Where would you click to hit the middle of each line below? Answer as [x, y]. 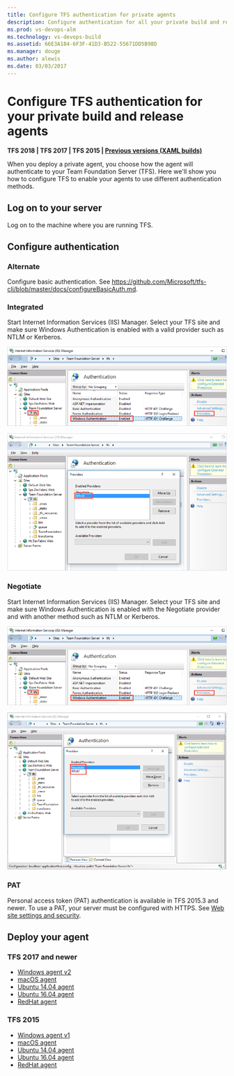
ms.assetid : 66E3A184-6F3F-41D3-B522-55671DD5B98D [82, 44]
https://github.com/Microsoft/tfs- [159, 282]
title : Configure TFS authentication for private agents [92, 15]
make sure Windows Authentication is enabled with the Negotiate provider [114, 609]
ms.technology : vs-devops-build [54, 37]
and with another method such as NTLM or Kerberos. [84, 616]
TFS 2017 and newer [42, 957]
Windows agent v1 [44, 1035]
